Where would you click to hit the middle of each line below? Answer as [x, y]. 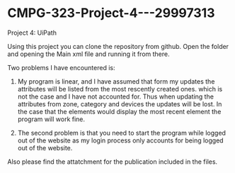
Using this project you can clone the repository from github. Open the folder [118, 46]
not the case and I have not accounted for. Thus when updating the [116, 96]
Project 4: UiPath [32, 33]
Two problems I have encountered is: [61, 67]
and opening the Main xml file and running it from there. [88, 54]
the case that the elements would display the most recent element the [119, 111]
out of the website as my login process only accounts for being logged [121, 140]
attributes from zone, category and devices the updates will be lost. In [120, 104]
